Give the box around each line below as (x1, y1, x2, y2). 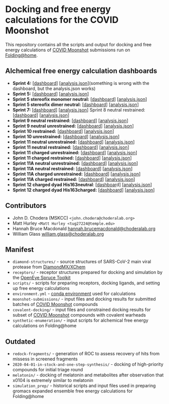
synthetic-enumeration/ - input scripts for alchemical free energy (12, 318, 148, 324)
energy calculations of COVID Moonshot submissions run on (5, 47, 131, 53)
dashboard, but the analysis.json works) (12, 85, 96, 91)
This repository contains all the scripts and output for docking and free (5, 41, 152, 47)
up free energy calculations (12, 285, 70, 291)
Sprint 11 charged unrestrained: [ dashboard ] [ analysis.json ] (12, 149, 137, 155)
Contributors (5, 201, 47, 210)
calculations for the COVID (5, 14, 119, 26)
